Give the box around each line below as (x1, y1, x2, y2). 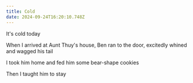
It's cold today (6, 30, 41, 37)
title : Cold (6, 8, 35, 15)
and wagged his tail (6, 47, 54, 54)
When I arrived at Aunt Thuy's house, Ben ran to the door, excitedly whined (6, 41, 187, 49)
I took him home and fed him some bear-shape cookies (6, 59, 139, 66)
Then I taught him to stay (6, 70, 66, 77)
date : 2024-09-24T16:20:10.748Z (6, 14, 85, 20)
